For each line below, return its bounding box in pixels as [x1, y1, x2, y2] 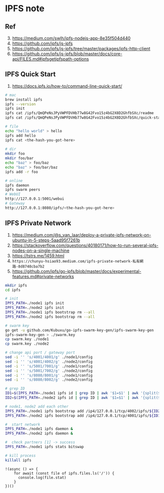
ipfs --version [5, 102, 36, 106]
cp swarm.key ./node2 [5, 341, 49, 347]
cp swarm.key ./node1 [5, 337, 49, 342]
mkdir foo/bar [5, 156, 34, 161]
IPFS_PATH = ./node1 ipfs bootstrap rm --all [5, 310, 95, 315]
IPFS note [5, 3, 45, 14]
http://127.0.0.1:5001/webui [5, 196, 64, 202]
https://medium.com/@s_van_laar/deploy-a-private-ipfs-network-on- [12, 232, 151, 238]
